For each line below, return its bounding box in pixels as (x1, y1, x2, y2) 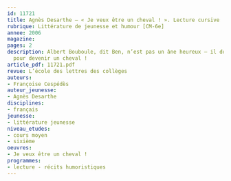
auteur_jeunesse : (7, 87, 57, 94)
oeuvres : (7, 145, 32, 151)
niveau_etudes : (7, 125, 51, 132)
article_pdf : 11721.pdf (7, 61, 76, 68)
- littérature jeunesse (7, 118, 76, 126)
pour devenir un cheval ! (13, 55, 88, 62)
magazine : (7, 36, 36, 43)
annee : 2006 (7, 29, 41, 36)
